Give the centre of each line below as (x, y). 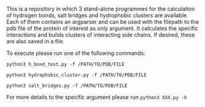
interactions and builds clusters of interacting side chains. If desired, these (101, 35)
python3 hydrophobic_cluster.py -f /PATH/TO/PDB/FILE (77, 75)
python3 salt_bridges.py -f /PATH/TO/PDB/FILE (67, 86)
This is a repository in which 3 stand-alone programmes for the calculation (101, 9)
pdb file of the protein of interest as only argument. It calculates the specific (102, 28)
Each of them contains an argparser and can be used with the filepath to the (103, 22)
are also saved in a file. (35, 41)
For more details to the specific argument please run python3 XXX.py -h (97, 97)
